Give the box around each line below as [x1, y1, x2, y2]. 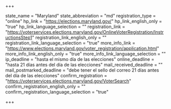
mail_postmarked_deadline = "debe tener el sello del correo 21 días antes [5, 67, 159, 73]
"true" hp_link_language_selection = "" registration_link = [5, 24, 126, 30]
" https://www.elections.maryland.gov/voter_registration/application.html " [5, 46, 159, 51]
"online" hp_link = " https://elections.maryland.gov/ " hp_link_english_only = [5, 18, 162, 24]
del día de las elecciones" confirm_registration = [5, 73, 107, 78]
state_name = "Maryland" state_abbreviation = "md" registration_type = [5, 13, 156, 18]
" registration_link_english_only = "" [32, 34, 107, 40]
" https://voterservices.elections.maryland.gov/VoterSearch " [5, 78, 132, 84]
